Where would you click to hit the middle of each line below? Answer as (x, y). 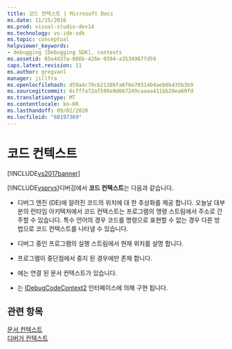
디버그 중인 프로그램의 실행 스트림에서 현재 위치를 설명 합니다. (100, 243)
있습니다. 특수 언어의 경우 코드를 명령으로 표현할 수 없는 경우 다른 (125, 220)
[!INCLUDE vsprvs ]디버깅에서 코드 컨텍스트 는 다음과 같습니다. (91, 188)
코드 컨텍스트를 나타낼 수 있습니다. (82, 228)
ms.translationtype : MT (42, 98)
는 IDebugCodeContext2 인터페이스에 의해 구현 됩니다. (92, 287)
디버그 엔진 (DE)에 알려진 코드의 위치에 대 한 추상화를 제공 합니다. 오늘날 (115, 202)
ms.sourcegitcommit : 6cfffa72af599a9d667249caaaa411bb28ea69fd (100, 91)
